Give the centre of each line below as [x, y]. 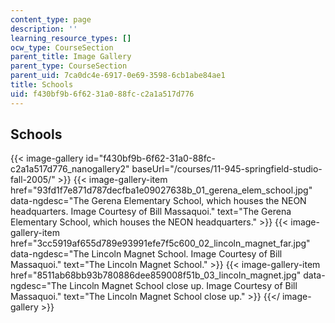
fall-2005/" [33, 180]
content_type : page [51, 19]
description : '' [44, 29]
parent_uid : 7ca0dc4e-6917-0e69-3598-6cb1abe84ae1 [118, 76]
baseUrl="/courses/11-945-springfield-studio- [227, 169]
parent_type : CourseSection [69, 66]
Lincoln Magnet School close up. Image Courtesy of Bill [183, 286]
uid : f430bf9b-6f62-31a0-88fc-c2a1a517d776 [102, 94]
